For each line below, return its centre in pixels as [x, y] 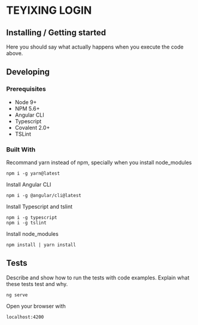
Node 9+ [26, 102]
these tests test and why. [37, 284]
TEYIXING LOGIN [49, 10]
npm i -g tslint [26, 223]
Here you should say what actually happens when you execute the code [95, 47]
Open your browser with [36, 306]
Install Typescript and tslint [39, 206]
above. [15, 53]
